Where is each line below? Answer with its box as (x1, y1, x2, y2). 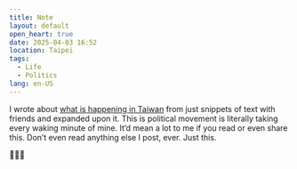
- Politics (17, 71, 58, 80)
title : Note (9, 12, 53, 22)
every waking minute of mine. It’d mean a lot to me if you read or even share (9, 122, 288, 133)
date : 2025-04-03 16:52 (9, 37, 98, 47)
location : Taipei (9, 46, 74, 55)
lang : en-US (9, 79, 53, 88)
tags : (9, 54, 29, 63)
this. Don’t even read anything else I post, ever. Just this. (9, 132, 217, 142)
